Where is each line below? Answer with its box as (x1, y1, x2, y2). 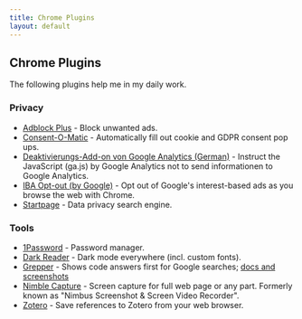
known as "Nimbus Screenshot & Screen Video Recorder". (22, 290, 240, 301)
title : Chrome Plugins (9, 13, 95, 23)
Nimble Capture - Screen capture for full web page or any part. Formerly (22, 280, 293, 291)
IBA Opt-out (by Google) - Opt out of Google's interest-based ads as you (22, 180, 294, 191)
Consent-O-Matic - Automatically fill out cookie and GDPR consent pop (22, 132, 288, 143)
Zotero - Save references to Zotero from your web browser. (22, 299, 244, 310)
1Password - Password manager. (22, 241, 145, 253)
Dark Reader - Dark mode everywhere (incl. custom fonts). (22, 251, 241, 262)
